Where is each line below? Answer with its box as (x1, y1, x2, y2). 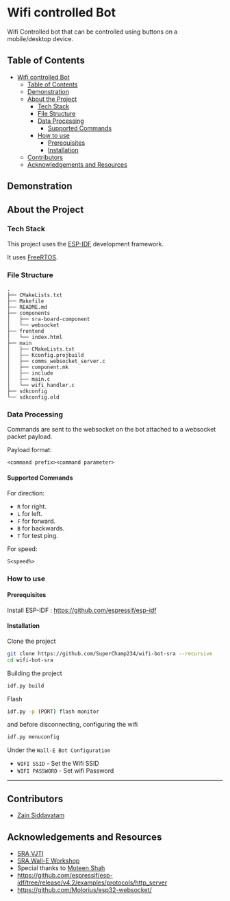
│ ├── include (7, 370, 53, 377)
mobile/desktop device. (7, 34, 74, 43)
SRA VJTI (16, 849, 44, 857)
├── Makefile (7, 298, 44, 305)
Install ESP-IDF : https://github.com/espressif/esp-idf (7, 606, 157, 614)
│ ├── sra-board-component (7, 316, 90, 323)
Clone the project (7, 637, 56, 645)
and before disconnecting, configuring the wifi (7, 721, 138, 729)
